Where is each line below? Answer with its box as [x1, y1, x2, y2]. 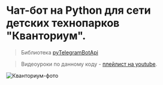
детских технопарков [6, 16, 120, 30]
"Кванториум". [6, 29, 86, 42]
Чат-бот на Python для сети [6, 4, 151, 17]
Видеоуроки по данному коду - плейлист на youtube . [20, 60, 158, 68]
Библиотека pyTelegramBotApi [20, 48, 99, 56]
